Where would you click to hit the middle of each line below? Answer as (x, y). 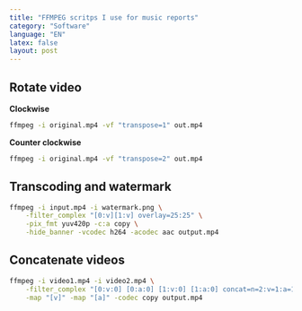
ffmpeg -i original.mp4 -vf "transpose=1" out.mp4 (106, 125)
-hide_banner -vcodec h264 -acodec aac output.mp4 (122, 233)
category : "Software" (50, 26)
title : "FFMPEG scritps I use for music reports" (104, 17)
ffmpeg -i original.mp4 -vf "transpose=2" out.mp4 (106, 159)
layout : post (34, 51)
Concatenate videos (67, 260)
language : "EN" (38, 34)
